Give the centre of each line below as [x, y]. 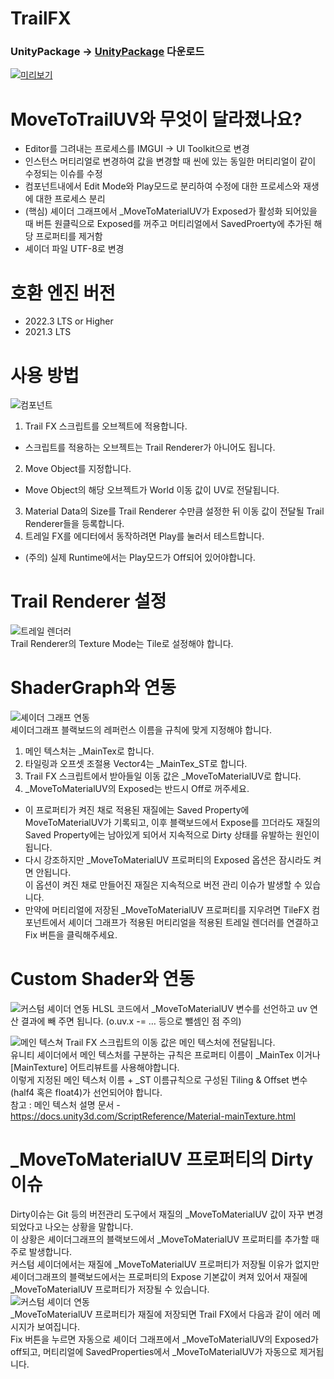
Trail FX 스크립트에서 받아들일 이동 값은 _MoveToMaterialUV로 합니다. [163, 776]
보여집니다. [58, 1327]
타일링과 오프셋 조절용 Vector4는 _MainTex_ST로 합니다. [136, 764]
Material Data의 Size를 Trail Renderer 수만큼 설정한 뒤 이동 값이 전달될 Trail [174, 511]
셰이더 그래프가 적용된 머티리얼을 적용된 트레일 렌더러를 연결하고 [194, 923]
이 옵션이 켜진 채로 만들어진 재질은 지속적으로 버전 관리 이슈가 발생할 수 [163, 885]
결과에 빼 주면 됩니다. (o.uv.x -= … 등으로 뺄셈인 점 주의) [131, 1021]
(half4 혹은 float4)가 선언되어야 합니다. [86, 1093]
